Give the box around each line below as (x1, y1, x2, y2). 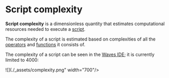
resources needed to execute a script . (5, 26, 86, 32)
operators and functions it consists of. (5, 41, 86, 47)
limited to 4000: (5, 56, 39, 63)
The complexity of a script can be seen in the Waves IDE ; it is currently (5, 51, 155, 57)
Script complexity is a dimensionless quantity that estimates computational (5, 21, 165, 27)
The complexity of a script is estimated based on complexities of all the (5, 36, 156, 42)
